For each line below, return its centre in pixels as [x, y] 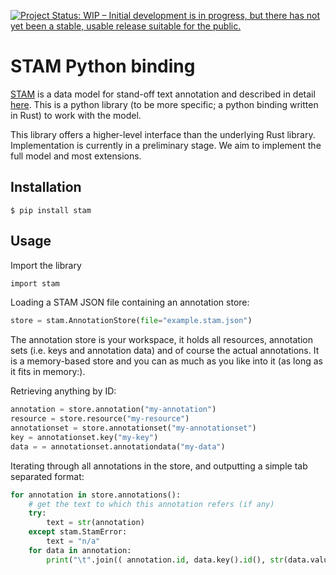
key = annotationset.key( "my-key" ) [84, 437]
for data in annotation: [80, 550]
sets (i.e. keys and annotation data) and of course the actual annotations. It [165, 351]
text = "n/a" [73, 541]
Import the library [46, 265]
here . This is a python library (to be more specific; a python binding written [164, 104]
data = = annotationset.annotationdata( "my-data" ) [118, 446]
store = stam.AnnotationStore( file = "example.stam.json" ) [131, 321]
